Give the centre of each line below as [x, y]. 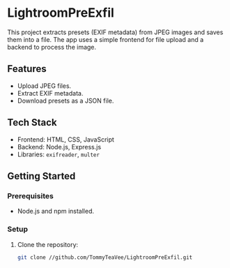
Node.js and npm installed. [56, 211]
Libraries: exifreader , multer [58, 154]
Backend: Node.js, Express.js [59, 147]
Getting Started [41, 176]
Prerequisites [30, 195]
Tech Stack [32, 122]
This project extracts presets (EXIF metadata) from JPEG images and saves [115, 32]
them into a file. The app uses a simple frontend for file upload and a [106, 39]
